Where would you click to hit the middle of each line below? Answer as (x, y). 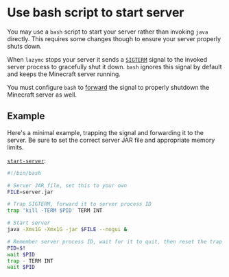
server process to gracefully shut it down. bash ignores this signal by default (114, 67)
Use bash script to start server (96, 13)
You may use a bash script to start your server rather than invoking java (108, 32)
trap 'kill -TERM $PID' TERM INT (55, 210)
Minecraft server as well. (42, 95)
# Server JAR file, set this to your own (67, 185)
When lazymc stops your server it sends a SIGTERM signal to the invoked (107, 59)
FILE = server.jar (30, 192)
